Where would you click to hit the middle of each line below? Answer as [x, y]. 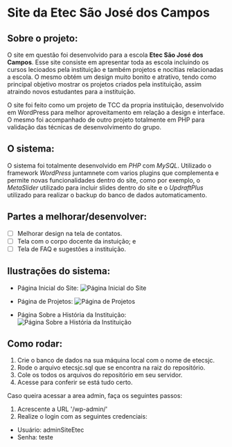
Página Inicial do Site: [48, 288]
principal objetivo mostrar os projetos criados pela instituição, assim [105, 84]
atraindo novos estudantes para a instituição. [72, 92]
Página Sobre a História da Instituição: [72, 314]
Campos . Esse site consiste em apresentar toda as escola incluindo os [108, 62]
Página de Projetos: [45, 301]
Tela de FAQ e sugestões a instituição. [72, 249]
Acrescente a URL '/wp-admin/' [62, 409]
